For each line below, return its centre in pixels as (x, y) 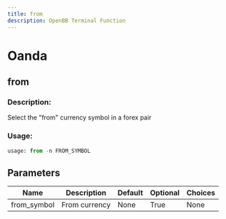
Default (130, 193)
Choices (201, 193)
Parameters (34, 172)
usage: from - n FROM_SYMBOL (49, 151)
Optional (165, 193)
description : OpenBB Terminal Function (67, 21)
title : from (25, 14)
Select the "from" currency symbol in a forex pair (79, 117)
